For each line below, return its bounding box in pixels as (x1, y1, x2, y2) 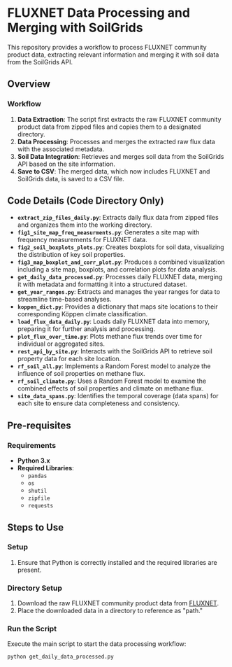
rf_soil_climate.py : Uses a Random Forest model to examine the (17, 377, 207, 386)
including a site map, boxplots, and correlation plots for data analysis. (17, 265, 218, 274)
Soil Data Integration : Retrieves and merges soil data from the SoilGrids (17, 152, 225, 160)
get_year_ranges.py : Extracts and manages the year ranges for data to (17, 288, 220, 296)
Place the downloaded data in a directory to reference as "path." (17, 607, 203, 615)
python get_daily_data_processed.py (7, 653, 114, 661)
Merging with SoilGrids (7, 20, 143, 36)
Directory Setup (7, 583, 63, 593)
